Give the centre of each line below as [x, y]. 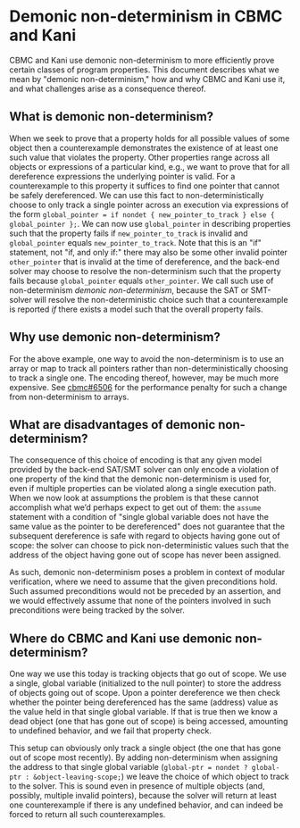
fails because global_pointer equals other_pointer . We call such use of [142, 280]
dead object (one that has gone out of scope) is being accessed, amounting [149, 722]
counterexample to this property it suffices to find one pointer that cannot [144, 186]
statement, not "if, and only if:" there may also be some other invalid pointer [149, 252]
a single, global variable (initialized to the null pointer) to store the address [146, 683]
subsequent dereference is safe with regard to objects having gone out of [145, 536]
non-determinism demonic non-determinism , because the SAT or [129, 290]
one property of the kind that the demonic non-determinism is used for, [140, 479]
